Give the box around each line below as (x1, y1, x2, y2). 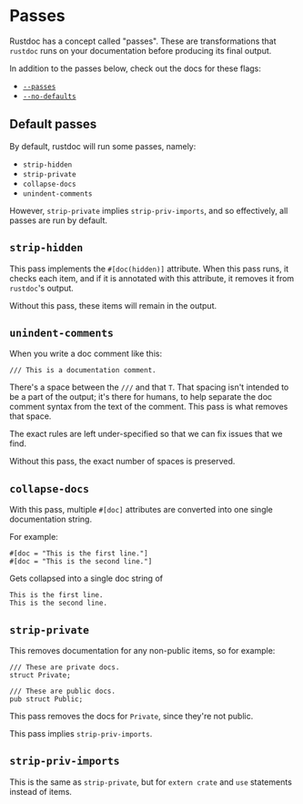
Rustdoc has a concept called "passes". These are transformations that (9, 36, 277, 46)
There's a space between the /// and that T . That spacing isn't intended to (9, 382, 289, 392)
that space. (9, 411, 52, 422)
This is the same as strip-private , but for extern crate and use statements (9, 776, 293, 788)
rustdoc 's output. (9, 282, 75, 293)
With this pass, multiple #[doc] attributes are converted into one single (9, 504, 273, 515)
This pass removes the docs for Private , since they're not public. (9, 711, 254, 721)
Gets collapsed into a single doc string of (9, 573, 164, 584)
